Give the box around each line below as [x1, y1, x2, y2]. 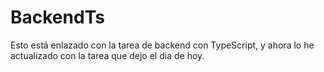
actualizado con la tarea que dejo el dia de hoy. [10, 49, 205, 61]
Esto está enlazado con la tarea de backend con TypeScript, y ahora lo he [10, 39, 315, 51]
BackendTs [10, 6, 105, 29]
